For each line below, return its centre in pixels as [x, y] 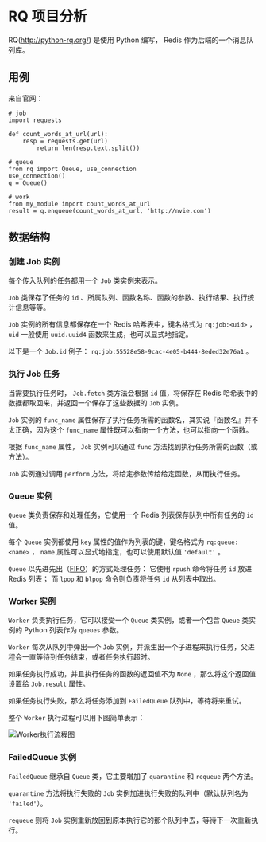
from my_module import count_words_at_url [79, 204]
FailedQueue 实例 [42, 758]
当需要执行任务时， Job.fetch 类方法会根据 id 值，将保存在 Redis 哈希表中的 [133, 393]
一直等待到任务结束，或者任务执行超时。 [88, 657]
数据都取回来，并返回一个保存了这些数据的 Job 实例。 [96, 402]
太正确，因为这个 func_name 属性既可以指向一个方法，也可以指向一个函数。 [131, 429]
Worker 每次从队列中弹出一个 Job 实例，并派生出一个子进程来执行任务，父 [128, 647]
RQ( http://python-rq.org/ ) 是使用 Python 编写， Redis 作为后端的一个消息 [127, 40]
